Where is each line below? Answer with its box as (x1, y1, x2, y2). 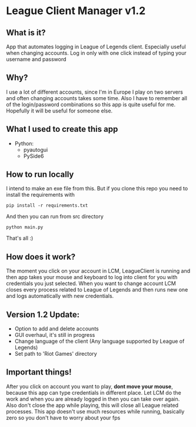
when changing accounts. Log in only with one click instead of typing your (6, 49, 187, 57)
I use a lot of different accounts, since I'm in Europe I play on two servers (6, 88, 184, 95)
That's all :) (6, 234, 34, 242)
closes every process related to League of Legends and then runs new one (6, 286, 188, 293)
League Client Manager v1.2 (6, 4, 146, 18)
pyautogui (23, 146, 48, 153)
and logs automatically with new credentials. (6, 293, 114, 300)
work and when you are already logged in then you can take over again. (6, 395, 180, 402)
